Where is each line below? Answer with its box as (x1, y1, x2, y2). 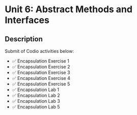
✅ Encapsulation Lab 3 (12, 98, 61, 104)
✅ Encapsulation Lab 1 (12, 87, 60, 93)
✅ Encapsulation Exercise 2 (12, 64, 70, 70)
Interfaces (5, 14, 49, 26)
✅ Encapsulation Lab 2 (12, 93, 61, 98)
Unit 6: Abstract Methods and (5, 4, 133, 15)
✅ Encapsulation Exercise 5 (12, 81, 70, 87)
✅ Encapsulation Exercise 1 (12, 58, 69, 64)
